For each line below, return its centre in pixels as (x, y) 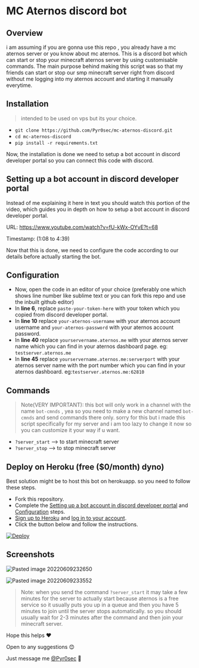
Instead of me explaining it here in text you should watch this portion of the (98, 203)
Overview (25, 33)
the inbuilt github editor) (44, 302)
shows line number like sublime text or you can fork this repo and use (100, 296)
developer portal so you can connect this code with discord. (80, 160)
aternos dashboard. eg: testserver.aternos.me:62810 (80, 372)
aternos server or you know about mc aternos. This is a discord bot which (97, 54)
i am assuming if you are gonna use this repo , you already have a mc (91, 47)
